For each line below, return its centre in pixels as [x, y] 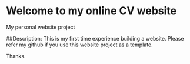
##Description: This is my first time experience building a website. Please [95, 38]
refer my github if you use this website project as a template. [79, 45]
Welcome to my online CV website [91, 11]
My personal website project [41, 27]
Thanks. [16, 56]
